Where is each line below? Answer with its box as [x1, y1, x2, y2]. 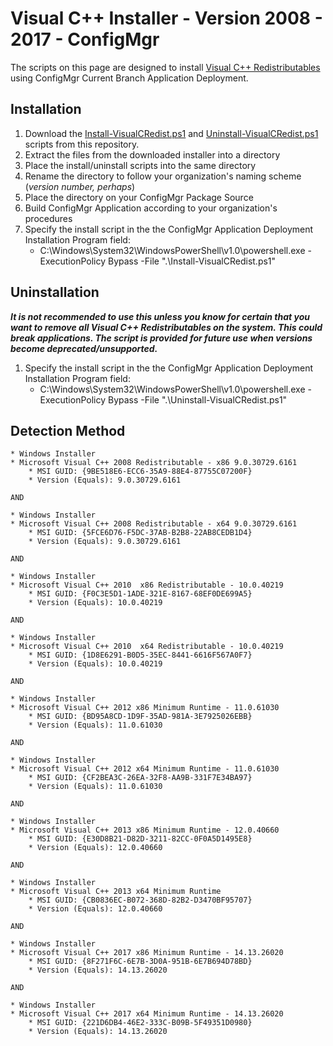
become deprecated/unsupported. [10, 342, 158, 354]
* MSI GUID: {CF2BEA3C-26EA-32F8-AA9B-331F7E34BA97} [28, 773, 253, 783]
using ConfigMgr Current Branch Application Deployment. [10, 72, 249, 84]
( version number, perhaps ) [24, 180, 136, 192]
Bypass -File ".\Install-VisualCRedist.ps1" [107, 255, 277, 267]
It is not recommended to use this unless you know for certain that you [10, 310, 310, 322]
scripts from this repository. [24, 138, 140, 150]
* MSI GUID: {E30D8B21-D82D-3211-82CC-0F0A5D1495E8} [28, 834, 253, 844]
